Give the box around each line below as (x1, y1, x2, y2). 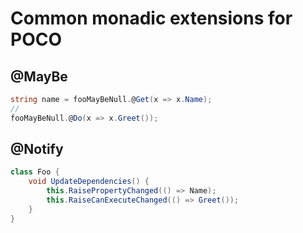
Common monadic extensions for (10, 7, 293, 30)
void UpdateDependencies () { (28, 177, 150, 187)
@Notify (10, 141, 64, 158)
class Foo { (10, 167, 60, 177)
